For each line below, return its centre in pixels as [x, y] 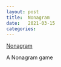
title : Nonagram [28, 18]
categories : [21, 29]
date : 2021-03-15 [31, 23]
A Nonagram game [30, 57]
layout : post [23, 12]
